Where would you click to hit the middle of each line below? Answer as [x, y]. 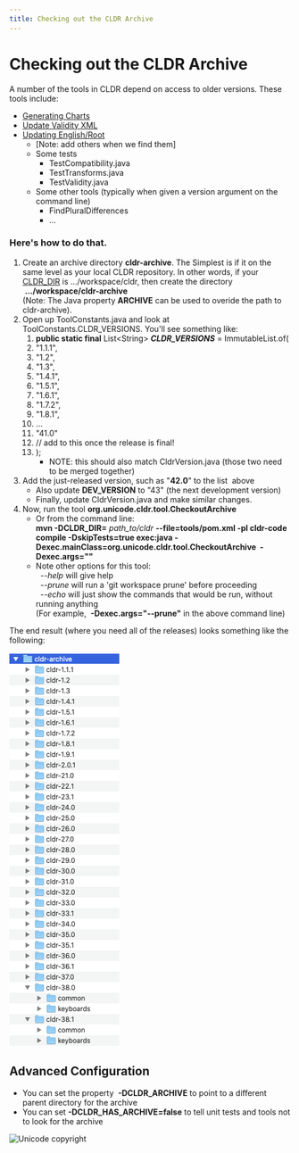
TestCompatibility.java [90, 163]
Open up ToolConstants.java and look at [96, 319]
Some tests [56, 153]
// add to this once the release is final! [105, 443]
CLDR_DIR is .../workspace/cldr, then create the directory [128, 281]
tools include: [34, 98]
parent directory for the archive [80, 1102]
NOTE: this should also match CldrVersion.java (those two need [166, 461]
